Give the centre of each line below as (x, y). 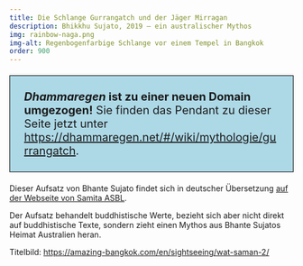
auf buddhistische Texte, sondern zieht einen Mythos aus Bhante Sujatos (145, 225)
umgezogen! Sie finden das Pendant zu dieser (148, 110)
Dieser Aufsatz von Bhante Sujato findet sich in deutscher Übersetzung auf (149, 188)
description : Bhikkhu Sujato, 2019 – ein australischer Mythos (131, 26)
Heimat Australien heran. (55, 234)
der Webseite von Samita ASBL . (69, 198)
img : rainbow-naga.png (52, 34)
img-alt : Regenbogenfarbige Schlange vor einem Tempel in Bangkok (137, 43)
